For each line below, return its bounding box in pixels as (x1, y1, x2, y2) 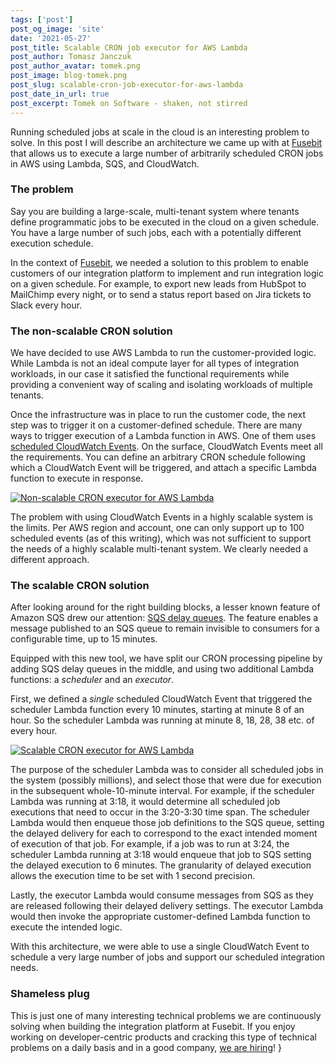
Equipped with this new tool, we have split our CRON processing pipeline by (10, 652, 323, 665)
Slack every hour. (10, 299, 83, 311)
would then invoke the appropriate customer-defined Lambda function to (10, 911, 311, 923)
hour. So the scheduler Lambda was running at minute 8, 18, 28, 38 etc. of (10, 714, 315, 726)
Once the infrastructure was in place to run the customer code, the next (10, 409, 306, 421)
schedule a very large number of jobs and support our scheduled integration (10, 951, 326, 963)
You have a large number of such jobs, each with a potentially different (10, 226, 302, 238)
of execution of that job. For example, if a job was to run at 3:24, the (10, 838, 290, 850)
